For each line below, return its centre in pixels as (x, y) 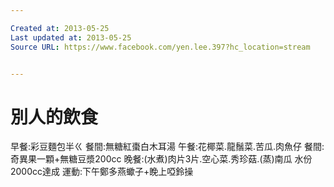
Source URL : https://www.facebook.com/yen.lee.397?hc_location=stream (160, 47)
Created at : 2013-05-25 (60, 28)
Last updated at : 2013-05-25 (71, 37)
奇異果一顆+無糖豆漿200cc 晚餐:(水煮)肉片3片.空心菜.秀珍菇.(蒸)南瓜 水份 (161, 159)
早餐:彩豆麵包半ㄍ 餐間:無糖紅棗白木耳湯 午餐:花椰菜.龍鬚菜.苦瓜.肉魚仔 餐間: (167, 147)
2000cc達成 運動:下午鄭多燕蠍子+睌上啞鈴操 (102, 172)
